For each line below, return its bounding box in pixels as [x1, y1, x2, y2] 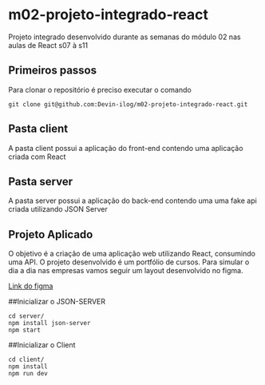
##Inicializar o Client [8, 340, 76, 350]
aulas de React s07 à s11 [8, 40, 89, 50]
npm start [8, 326, 42, 335]
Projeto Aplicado [8, 228, 93, 241]
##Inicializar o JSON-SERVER [8, 297, 106, 307]
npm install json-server [8, 320, 91, 327]
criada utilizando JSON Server [8, 204, 108, 214]
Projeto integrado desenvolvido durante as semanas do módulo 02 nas [8, 32, 241, 42]
